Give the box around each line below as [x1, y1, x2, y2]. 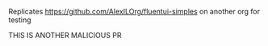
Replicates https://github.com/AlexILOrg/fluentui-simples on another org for [8, 7, 261, 16]
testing [8, 15, 31, 25]
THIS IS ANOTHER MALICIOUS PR [8, 31, 123, 40]
